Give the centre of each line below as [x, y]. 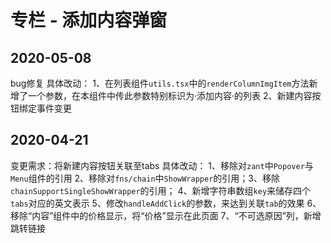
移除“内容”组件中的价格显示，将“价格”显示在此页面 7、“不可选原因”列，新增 [166, 215]
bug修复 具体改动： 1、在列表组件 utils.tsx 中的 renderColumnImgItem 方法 [160, 83]
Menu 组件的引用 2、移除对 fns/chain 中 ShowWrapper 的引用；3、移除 [145, 178]
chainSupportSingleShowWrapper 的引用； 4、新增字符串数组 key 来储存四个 [161, 190]
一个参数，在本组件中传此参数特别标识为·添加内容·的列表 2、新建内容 [170, 95]
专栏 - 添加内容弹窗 [89, 20]
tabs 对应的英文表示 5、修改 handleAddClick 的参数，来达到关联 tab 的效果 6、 [166, 203]
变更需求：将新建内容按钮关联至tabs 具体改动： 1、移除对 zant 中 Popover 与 [162, 165]
